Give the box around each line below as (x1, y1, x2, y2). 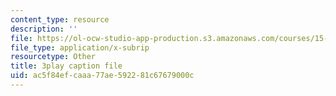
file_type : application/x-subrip (10, 42, 150, 53)
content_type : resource (10, 14, 110, 25)
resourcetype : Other (10, 52, 97, 62)
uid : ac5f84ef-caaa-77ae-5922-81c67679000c (10, 71, 195, 81)
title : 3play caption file (10, 61, 123, 71)
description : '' (10, 24, 78, 34)
